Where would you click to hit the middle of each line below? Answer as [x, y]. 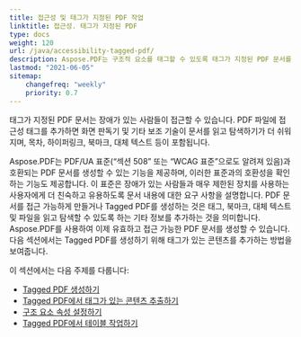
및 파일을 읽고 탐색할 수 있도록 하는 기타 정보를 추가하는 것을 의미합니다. [135, 217]
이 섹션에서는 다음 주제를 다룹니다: [69, 270]
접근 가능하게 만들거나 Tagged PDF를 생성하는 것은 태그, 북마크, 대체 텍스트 [159, 206]
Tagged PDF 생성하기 [61, 289]
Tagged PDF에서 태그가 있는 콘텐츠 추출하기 [100, 300]
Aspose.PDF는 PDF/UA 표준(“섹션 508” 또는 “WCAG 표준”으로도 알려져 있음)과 [150, 161]
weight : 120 [31, 43]
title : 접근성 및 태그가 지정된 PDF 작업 [76, 18]
